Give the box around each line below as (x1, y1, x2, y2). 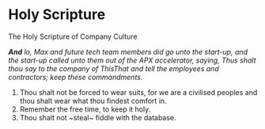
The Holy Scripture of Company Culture (8, 32, 138, 41)
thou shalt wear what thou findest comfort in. (19, 96, 168, 105)
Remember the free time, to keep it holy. (19, 104, 151, 114)
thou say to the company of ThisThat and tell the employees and (8, 63, 219, 73)
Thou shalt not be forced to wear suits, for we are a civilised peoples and (19, 87, 258, 97)
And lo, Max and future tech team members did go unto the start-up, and (8, 47, 248, 56)
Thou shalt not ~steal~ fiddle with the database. (19, 112, 176, 122)
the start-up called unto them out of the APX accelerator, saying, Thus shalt (8, 55, 256, 65)
